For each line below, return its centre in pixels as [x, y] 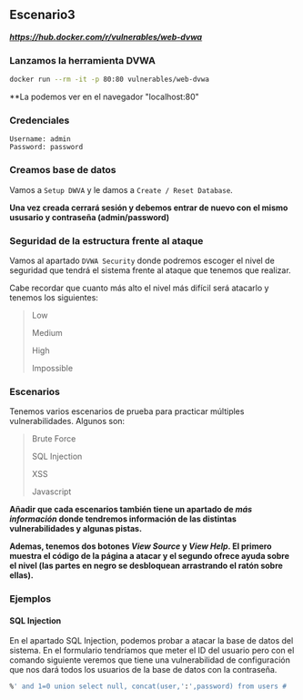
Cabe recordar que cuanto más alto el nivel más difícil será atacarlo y [139, 288]
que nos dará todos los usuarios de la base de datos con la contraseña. [143, 670]
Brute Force [54, 439]
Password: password [46, 147]
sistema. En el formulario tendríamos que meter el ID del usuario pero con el [152, 651]
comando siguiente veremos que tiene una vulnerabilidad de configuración [150, 660]
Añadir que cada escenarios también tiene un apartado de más [131, 510]
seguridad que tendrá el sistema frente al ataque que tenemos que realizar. [150, 270]
